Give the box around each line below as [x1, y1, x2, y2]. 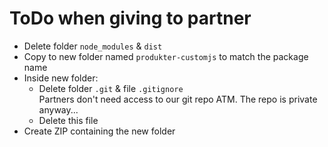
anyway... [38, 103, 79, 116]
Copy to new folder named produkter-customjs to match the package [23, 50, 309, 62]
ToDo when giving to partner [9, 7, 252, 30]
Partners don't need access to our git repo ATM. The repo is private [38, 93, 318, 105]
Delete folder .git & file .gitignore [38, 82, 184, 94]
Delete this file [38, 114, 99, 126]
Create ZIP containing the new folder [23, 125, 176, 137]
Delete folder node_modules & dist [23, 40, 163, 52]
